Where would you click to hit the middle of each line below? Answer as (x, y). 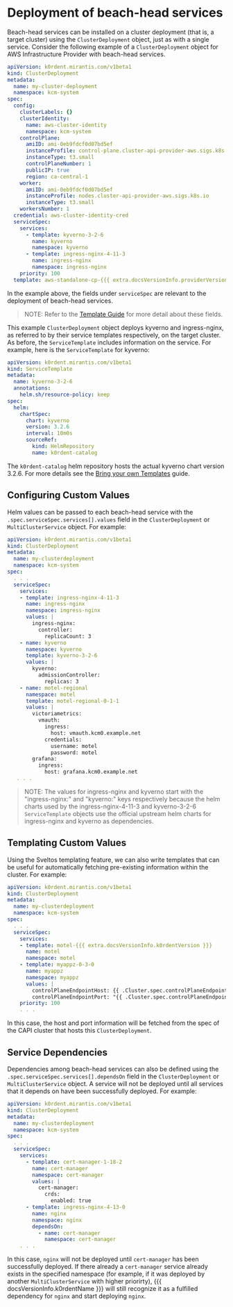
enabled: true (71, 1201)
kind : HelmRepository (63, 447)
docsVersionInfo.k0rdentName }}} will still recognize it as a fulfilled (103, 1289)
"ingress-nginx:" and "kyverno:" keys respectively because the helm (122, 799)
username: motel (74, 746)
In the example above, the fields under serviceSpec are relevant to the (107, 293)
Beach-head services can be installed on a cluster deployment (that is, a (111, 32)
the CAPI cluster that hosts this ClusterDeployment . (79, 1031)
